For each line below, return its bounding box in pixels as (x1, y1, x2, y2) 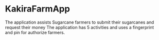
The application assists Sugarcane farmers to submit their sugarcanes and (5, 19, 154, 25)
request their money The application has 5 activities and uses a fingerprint (5, 24, 154, 30)
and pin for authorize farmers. (5, 29, 65, 35)
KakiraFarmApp (5, 3, 71, 14)
